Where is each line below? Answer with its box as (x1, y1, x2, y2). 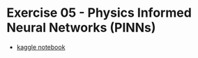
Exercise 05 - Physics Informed (6, 5, 192, 21)
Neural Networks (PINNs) (6, 20, 156, 36)
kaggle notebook (16, 43, 66, 51)
